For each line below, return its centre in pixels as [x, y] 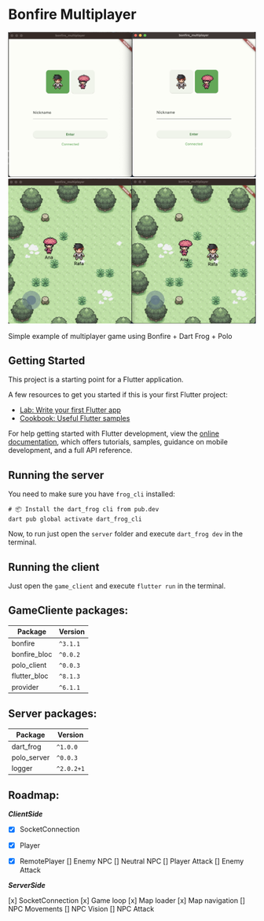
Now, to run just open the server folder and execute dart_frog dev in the [126, 534]
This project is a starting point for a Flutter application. [96, 380]
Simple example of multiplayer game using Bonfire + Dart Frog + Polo [121, 336]
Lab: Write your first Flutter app [70, 410]
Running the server [56, 475]
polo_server [31, 757]
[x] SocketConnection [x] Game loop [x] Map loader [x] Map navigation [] [127, 900]
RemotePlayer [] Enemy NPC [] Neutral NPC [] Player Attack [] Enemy [132, 861]
